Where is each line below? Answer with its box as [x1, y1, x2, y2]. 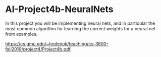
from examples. [5, 31, 38, 37]
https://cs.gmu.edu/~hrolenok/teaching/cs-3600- [5, 40, 109, 46]
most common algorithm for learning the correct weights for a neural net [5, 25, 156, 31]
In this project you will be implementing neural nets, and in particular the [5, 20, 155, 26]
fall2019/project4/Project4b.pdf [5, 46, 71, 52]
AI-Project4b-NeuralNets [5, 4, 114, 15]
